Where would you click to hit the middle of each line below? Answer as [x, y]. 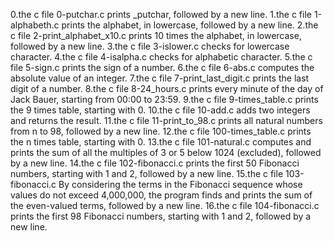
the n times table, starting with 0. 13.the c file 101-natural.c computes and [161, 142]
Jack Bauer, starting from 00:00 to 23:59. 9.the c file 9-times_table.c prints [164, 99]
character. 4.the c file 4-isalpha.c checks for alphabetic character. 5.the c [161, 57]
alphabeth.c [35, 25]
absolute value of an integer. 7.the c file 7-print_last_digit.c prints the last [160, 78]
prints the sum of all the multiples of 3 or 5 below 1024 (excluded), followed [166, 152]
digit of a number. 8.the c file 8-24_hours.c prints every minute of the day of [167, 88]
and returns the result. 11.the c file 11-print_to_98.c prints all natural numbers [166, 120]
